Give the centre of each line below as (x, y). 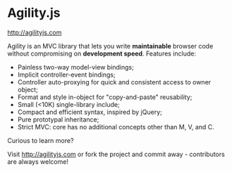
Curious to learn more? (41, 140)
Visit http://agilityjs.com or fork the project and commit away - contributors (116, 154)
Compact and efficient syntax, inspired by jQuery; (90, 112)
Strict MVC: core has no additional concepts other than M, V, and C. (116, 127)
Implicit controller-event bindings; (66, 75)
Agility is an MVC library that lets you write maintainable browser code (110, 46)
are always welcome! (38, 161)
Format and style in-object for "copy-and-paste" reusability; (105, 97)
